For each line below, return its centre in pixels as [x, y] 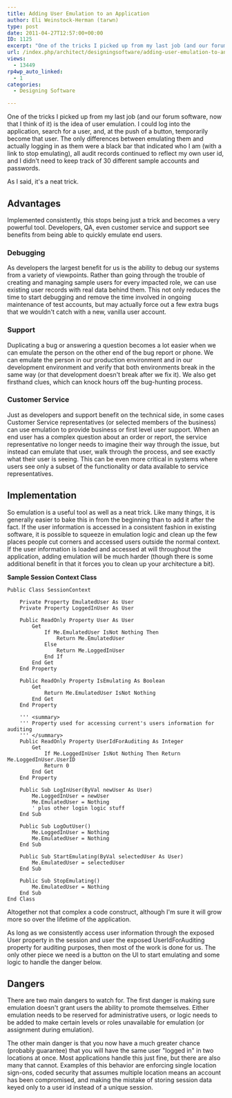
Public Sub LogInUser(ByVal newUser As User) [86, 790]
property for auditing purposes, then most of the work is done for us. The [112, 947]
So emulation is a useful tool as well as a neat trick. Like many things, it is [111, 512]
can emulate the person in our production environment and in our [100, 360]
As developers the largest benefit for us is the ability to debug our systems [113, 268]
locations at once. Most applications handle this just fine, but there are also [114, 1058]
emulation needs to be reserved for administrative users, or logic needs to [112, 1015]
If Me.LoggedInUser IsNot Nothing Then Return [112, 753]
